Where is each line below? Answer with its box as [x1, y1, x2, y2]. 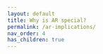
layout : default [7, 10, 55, 18]
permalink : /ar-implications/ [7, 23, 97, 30]
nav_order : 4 [7, 29, 46, 37]
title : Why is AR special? [7, 17, 87, 24]
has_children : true [7, 36, 65, 43]
